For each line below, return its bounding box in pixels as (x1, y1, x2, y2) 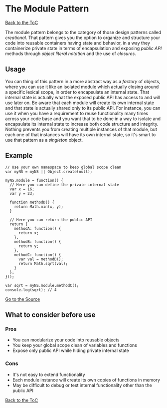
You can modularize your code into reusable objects (12, 337, 120, 343)
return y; (18, 243, 39, 248)
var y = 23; (9, 191, 35, 196)
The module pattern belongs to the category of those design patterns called (5, 29, 162, 35)
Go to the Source (5, 296, 40, 302)
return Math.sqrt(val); (18, 261, 68, 266)
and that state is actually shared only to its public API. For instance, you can (5, 105, 161, 111)
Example (5, 151, 33, 160)
